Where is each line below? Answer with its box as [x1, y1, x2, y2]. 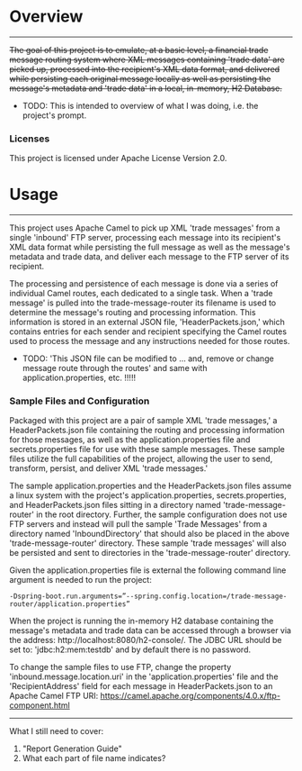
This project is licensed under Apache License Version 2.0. [9, 153, 227, 164]
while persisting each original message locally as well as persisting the [9, 73, 271, 84]
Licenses [9, 132, 50, 145]
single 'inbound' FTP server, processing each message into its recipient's [9, 232, 281, 243]
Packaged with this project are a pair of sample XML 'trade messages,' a [9, 415, 278, 426]
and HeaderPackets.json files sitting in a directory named [9, 500, 222, 511]
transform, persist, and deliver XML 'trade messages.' [9, 463, 209, 474]
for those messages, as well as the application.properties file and [9, 434, 251, 445]
